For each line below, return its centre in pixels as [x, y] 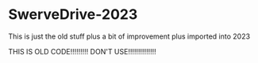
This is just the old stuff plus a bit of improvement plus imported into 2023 [129, 36]
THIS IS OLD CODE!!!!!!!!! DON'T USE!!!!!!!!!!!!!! [82, 51]
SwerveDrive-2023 [73, 15]
